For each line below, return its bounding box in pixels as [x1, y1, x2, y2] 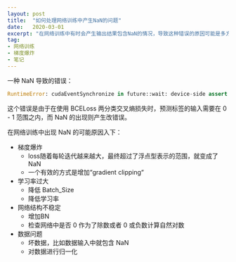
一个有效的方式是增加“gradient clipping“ [27, 168, 144, 176]
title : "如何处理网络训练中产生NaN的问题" [7, 17, 122, 24]
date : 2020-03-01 [7, 23, 65, 30]
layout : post [7, 10, 46, 18]
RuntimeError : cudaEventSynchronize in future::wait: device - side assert [7, 90, 228, 97]
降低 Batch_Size [27, 185, 74, 194]
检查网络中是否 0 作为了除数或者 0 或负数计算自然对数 [27, 220, 185, 229]
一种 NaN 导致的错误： [7, 76, 73, 85]
